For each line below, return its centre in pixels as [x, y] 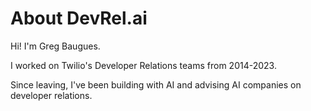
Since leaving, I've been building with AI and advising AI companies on [156, 84]
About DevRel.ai [79, 18]
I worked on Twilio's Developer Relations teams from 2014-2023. [143, 65]
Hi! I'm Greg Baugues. [55, 46]
